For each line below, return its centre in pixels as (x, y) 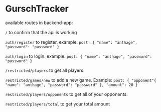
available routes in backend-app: (39, 23)
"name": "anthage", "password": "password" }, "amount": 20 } (71, 85)
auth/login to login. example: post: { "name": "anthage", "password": (79, 56)
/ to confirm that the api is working (41, 32)
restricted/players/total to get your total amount (58, 104)
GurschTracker (37, 9)
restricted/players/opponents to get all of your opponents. (66, 94)
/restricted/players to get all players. (45, 70)
